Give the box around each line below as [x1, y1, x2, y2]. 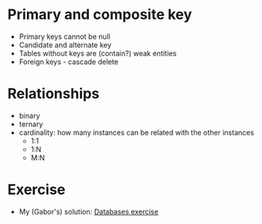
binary [18, 111, 40, 120]
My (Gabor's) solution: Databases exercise [18, 207, 159, 216]
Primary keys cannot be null [18, 32, 110, 41]
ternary [18, 119, 44, 128]
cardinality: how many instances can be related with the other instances [18, 127, 255, 137]
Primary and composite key [7, 6, 192, 24]
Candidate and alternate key [18, 40, 112, 49]
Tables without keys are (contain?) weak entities [18, 48, 177, 58]
